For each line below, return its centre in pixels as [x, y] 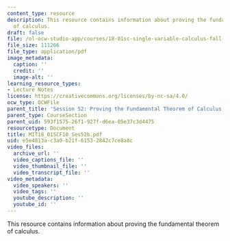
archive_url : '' [36, 154]
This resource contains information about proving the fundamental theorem [113, 224]
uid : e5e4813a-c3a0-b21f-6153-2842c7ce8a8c [70, 141]
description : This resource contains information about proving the [107, 20]
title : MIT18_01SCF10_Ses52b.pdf [55, 134]
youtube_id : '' [35, 205]
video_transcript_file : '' [52, 173]
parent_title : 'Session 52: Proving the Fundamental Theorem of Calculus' [116, 109]
